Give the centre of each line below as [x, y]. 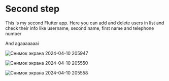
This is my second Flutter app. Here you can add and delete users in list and [85, 23]
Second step [32, 9]
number [13, 33]
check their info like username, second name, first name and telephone [80, 28]
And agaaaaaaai [22, 43]
